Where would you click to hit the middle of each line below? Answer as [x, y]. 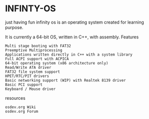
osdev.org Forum [22, 111]
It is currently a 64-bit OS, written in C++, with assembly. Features [72, 37]
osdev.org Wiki [21, 107]
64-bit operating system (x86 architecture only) [57, 63]
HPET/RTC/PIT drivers [27, 76]
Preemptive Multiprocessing [34, 50]
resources [15, 98]
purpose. [14, 27]
